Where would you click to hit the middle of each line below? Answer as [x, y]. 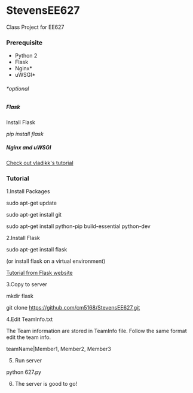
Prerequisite [24, 43]
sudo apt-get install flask [37, 250]
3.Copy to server [27, 284]
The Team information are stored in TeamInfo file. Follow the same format [96, 331]
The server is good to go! [46, 384]
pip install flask [25, 134]
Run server [28, 361]
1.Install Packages [28, 191]
